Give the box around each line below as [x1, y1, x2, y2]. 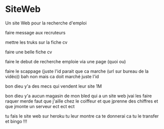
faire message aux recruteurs [5, 29, 66, 35]
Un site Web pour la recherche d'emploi [5, 20, 87, 26]
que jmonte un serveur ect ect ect [5, 103, 75, 109]
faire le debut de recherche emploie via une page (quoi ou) [5, 58, 126, 64]
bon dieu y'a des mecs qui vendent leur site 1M [5, 83, 102, 89]
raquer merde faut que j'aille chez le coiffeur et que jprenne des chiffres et [5, 98, 159, 104]
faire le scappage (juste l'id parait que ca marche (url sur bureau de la [5, 68, 149, 74]
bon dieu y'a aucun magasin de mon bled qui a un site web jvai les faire [5, 93, 152, 99]
